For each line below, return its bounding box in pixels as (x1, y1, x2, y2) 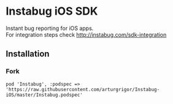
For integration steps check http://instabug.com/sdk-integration (6, 31, 167, 38)
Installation (6, 49, 50, 59)
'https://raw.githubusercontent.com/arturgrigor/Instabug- (6, 86, 160, 92)
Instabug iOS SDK (6, 4, 98, 18)
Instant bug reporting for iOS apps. (6, 24, 94, 32)
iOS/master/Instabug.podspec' (6, 92, 83, 98)
